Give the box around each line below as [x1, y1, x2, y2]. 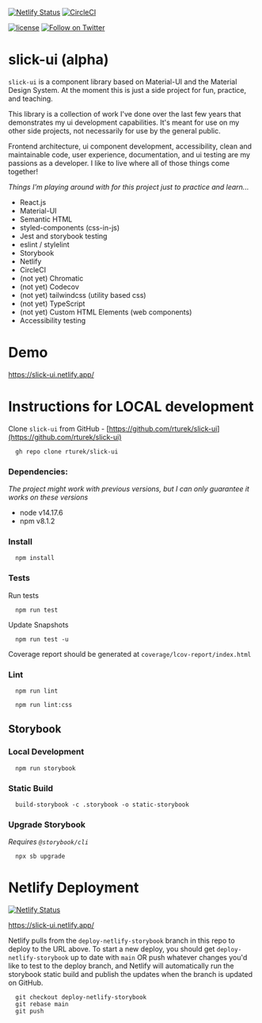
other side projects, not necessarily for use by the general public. [8, 125, 221, 135]
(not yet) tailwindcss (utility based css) [19, 290, 146, 299]
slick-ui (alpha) [8, 51, 109, 69]
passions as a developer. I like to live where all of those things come [8, 158, 230, 168]
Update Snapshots [8, 620, 69, 629]
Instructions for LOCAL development [8, 398, 255, 416]
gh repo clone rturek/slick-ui [15, 447, 119, 456]
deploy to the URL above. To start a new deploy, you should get [8, 944, 215, 954]
